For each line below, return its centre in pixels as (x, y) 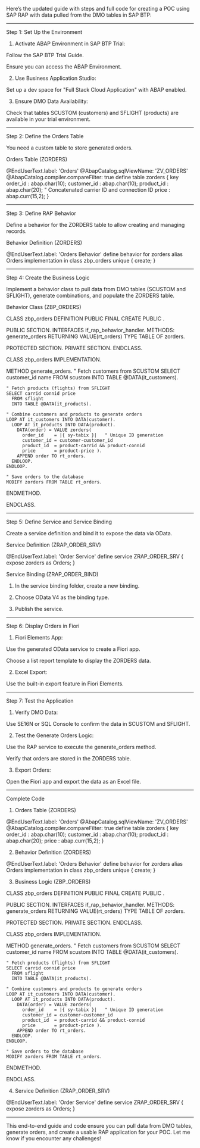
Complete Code (25, 798)
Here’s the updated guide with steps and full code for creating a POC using (98, 9)
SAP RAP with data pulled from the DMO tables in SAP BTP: (79, 15)
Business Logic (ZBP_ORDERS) (53, 882)
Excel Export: (31, 672)
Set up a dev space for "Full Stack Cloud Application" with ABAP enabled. (96, 90)
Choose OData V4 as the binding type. (62, 597)
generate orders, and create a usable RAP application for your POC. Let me (98, 1132)
